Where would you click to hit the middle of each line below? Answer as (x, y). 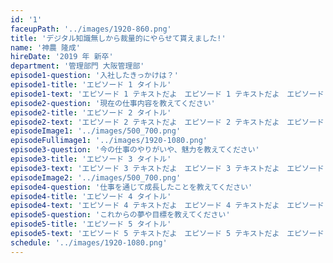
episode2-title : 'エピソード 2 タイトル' (91, 112)
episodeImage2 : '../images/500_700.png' (96, 177)
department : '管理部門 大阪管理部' (77, 66)
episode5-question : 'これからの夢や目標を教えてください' (120, 215)
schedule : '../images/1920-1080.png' (89, 242)
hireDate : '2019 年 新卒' (62, 57)
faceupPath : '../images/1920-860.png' (91, 29)
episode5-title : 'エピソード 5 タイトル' (91, 224)
